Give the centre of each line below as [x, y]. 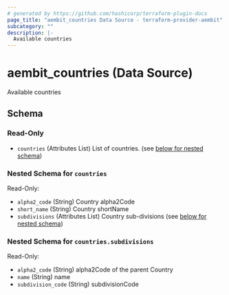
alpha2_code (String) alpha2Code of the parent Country [95, 270]
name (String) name [44, 277]
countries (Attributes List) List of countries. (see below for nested [110, 148]
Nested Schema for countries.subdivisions [80, 241]
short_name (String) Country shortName [73, 209]
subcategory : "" [30, 26]
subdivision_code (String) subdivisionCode [78, 284]
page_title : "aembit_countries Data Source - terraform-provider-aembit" [115, 20]
